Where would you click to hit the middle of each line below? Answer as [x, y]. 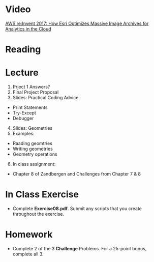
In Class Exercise [42, 195]
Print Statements [30, 107]
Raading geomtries [32, 143]
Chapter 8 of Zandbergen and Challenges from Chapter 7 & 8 [77, 174]
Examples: [23, 134]
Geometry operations [35, 154]
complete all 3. [28, 254]
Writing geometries [33, 149]
